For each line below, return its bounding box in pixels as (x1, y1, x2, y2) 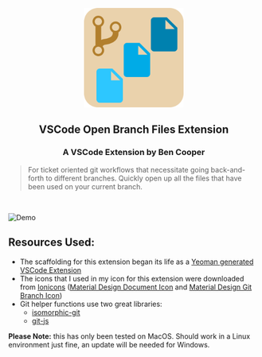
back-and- (210, 165, 246, 174)
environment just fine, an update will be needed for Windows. (8, 340, 210, 349)
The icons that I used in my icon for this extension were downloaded (19, 274, 244, 283)
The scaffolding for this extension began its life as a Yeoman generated (19, 257, 254, 266)
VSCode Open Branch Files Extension (38, 123, 229, 137)
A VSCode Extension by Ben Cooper (62, 147, 205, 158)
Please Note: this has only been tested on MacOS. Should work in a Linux (8, 331, 251, 341)
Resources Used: (8, 235, 96, 250)
